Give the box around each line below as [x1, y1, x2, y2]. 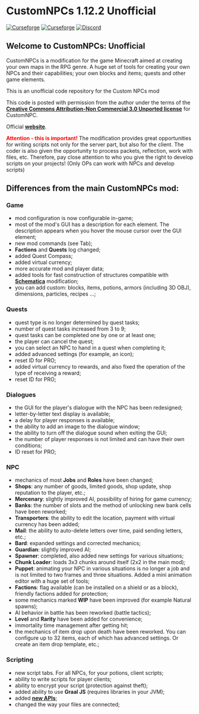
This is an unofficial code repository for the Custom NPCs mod [6, 87, 160, 95]
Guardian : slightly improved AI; [14, 546, 91, 553]
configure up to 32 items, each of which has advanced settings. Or [14, 634, 179, 641]
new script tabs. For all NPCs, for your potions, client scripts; [14, 669, 164, 676]
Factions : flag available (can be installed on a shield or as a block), [14, 584, 179, 591]
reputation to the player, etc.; [14, 489, 86, 496]
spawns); [14, 603, 38, 610]
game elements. [6, 76, 46, 83]
